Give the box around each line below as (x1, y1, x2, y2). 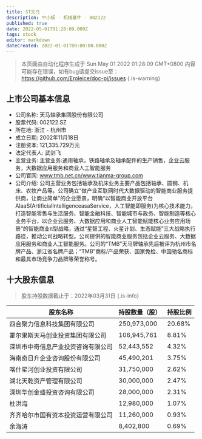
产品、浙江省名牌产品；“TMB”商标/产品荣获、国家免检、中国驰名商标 (20, 247, 194, 255)
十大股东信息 (6, 274, 55, 285)
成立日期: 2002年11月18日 (15, 134, 79, 141)
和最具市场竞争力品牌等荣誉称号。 (15, 255, 101, 262)
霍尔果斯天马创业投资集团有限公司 (9, 331, 107, 339)
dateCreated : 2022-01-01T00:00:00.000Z (6, 43, 107, 49)
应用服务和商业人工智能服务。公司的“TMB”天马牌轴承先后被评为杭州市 (15, 240, 191, 247)
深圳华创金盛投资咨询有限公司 (9, 388, 95, 396)
